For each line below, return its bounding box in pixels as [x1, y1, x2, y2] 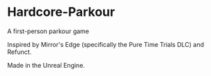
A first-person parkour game [7, 27, 89, 35]
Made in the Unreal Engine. [7, 61, 86, 69]
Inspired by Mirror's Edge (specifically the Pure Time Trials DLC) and [7, 40, 204, 48]
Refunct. [7, 48, 32, 56]
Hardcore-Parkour [7, 4, 116, 20]
